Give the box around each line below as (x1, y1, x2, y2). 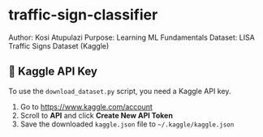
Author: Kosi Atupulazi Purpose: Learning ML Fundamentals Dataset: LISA (8, 32, 256, 42)
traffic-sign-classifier (8, 6, 158, 24)
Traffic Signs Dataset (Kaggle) (8, 41, 110, 50)
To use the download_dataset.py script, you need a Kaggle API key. (8, 86, 231, 96)
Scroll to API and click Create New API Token (19, 110, 173, 120)
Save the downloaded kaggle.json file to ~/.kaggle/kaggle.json (19, 119, 235, 129)
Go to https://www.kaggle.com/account (19, 101, 153, 111)
